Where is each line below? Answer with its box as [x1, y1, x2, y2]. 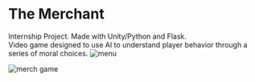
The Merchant [8, 5, 105, 23]
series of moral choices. [8, 48, 88, 58]
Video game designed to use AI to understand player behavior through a [8, 39, 248, 49]
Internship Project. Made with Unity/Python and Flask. [8, 31, 187, 41]
